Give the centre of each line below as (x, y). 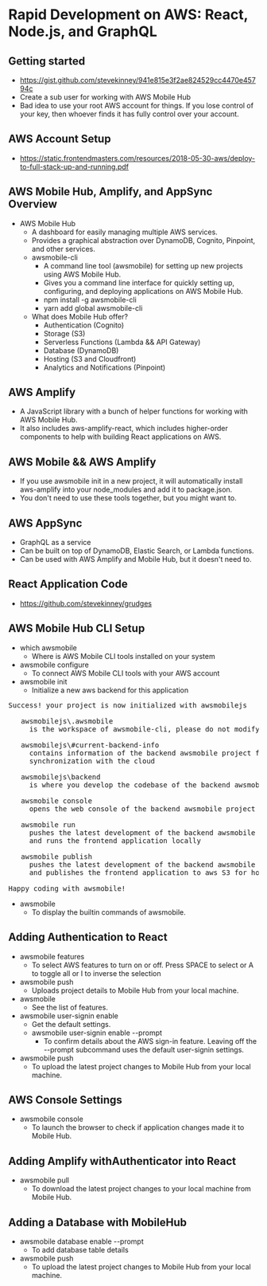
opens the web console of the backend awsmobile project (142, 809)
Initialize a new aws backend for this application (110, 690)
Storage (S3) (64, 333)
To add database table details (80, 1249)
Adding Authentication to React (88, 937)
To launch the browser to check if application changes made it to (138, 1127)
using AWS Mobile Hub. (82, 274)
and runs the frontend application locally (115, 841)
